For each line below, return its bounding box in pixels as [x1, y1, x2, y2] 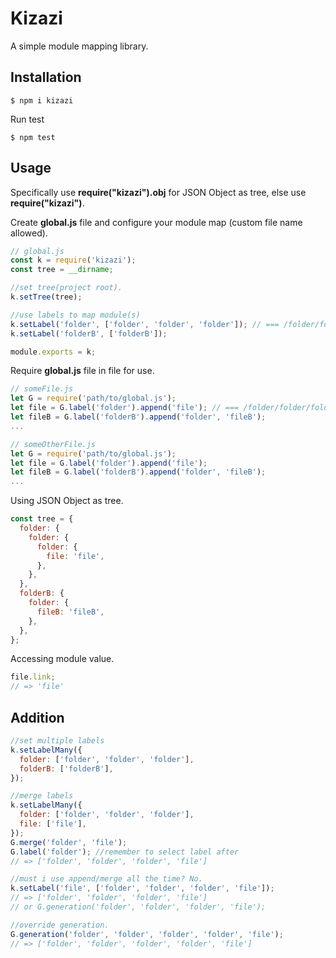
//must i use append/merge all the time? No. [10, 874, 203, 884]
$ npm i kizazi [10, 95, 74, 106]
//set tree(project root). [10, 283, 123, 293]
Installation [10, 69, 82, 86]
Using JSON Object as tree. [10, 495, 124, 507]
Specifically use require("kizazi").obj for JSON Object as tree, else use [10, 186, 307, 198]
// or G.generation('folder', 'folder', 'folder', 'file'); [10, 902, 267, 912]
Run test [10, 113, 45, 125]
